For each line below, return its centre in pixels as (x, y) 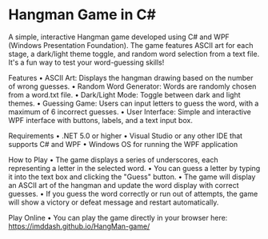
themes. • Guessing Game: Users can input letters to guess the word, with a (134, 103)
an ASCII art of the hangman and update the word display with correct (124, 185)
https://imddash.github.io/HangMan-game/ (79, 226)
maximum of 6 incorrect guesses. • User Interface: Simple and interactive (130, 112)
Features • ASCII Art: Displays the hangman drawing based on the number (131, 78)
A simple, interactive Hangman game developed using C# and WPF (119, 37)
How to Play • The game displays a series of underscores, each (113, 159)
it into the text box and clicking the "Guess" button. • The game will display (132, 177)
